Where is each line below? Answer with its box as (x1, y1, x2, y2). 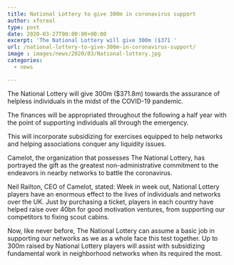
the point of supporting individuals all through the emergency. (7, 118, 189, 127)
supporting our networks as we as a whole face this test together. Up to (7, 234, 218, 242)
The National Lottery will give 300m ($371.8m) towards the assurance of (7, 89, 220, 98)
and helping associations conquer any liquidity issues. (7, 140, 166, 148)
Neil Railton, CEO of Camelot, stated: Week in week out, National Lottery (7, 182, 220, 191)
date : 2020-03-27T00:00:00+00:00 (7, 30, 107, 38)
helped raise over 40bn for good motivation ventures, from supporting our (7, 204, 225, 214)
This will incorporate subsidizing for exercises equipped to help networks (7, 132, 223, 140)
